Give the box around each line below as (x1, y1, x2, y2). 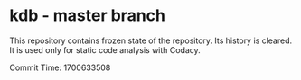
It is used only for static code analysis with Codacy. (9, 44, 201, 55)
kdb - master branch (9, 5, 165, 26)
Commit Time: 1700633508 (9, 62, 111, 73)
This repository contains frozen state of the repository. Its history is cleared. (9, 35, 292, 46)
